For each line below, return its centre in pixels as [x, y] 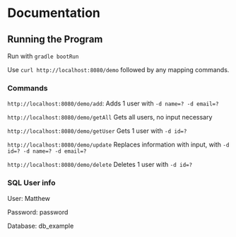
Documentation [54, 13]
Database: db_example [41, 226]
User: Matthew [29, 198]
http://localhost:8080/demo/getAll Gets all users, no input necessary [110, 117]
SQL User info [31, 183]
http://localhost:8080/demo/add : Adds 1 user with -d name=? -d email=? [113, 103]
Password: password [38, 212]
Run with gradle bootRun [43, 56]
